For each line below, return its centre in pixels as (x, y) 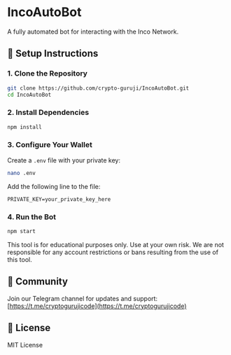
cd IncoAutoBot (29, 95)
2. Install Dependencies (48, 113)
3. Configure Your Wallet (50, 145)
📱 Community (38, 282)
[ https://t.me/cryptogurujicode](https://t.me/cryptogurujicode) (97, 306)
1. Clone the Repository (47, 74)
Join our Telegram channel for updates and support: (83, 298)
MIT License (25, 344)
